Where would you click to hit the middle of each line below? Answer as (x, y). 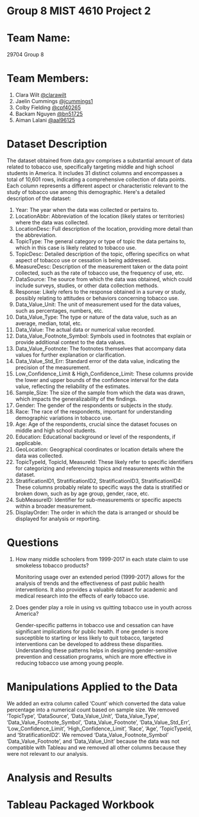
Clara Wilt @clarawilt (41, 95)
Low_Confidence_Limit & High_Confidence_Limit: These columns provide (104, 374)
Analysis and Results (60, 778)
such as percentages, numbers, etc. (59, 311)
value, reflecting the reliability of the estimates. (73, 386)
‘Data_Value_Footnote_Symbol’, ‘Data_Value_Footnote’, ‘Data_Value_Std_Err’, (99, 722)
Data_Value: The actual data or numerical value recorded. (85, 330)
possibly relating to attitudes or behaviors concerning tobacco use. (97, 298)
